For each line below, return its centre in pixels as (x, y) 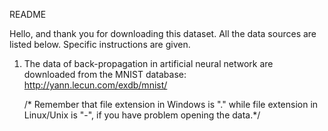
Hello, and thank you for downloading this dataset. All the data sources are (163, 33)
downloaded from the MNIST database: (105, 74)
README (28, 14)
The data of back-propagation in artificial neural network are (148, 63)
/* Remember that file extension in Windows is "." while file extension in (171, 104)
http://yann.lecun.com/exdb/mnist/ (95, 85)
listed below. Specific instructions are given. (100, 44)
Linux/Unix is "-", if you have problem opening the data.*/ (142, 115)
